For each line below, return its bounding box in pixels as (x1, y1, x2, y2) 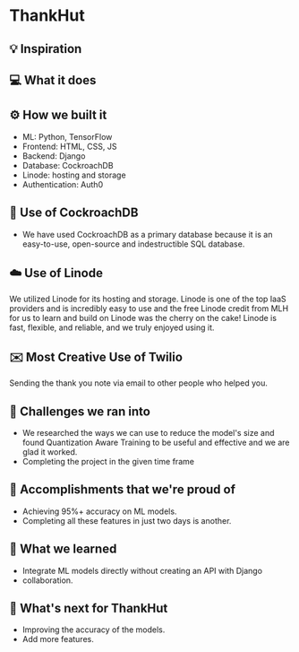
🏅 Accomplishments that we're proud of (9, 482, 235, 498)
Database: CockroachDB (21, 160, 114, 170)
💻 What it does (9, 73, 97, 88)
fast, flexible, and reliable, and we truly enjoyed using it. (9, 322, 215, 333)
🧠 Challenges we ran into (9, 404, 150, 419)
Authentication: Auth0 (21, 178, 104, 189)
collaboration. (21, 575, 73, 586)
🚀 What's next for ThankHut (9, 601, 168, 616)
